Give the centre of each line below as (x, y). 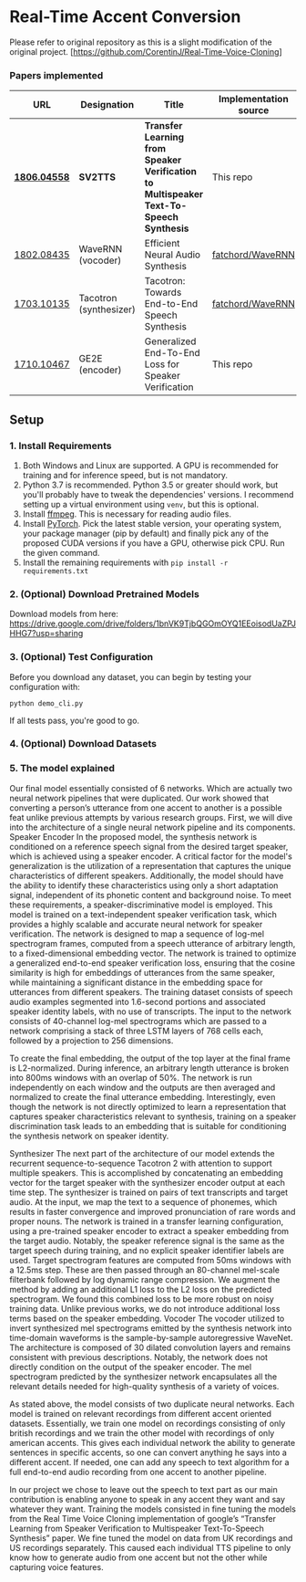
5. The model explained (62, 769)
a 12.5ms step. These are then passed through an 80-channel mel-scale (145, 1270)
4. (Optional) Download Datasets (83, 744)
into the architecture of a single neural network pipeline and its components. (153, 827)
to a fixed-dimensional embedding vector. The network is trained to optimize (153, 953)
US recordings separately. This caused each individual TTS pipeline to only (150, 1547)
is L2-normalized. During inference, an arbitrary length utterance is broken (149, 1068)
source (254, 110)
